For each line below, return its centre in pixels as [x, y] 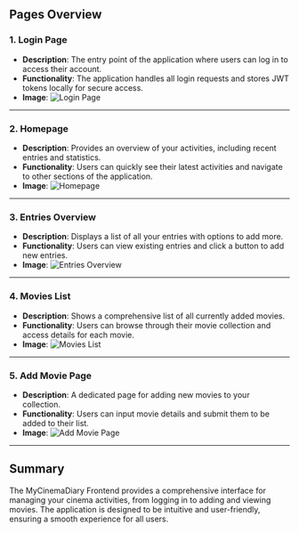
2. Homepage [39, 128]
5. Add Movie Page [50, 376]
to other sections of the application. [87, 176]
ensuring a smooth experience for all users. [89, 519]
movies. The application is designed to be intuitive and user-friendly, [135, 509]
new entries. [45, 255]
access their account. [62, 69]
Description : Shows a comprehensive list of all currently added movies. [154, 316]
